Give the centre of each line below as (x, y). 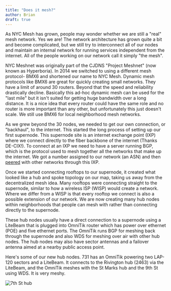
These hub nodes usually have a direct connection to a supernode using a (83, 220)
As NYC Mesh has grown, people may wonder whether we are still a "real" (83, 34)
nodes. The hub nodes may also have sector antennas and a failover (77, 242)
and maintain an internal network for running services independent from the (85, 50)
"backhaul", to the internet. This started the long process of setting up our (83, 130)
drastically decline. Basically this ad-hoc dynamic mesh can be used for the (85, 93)
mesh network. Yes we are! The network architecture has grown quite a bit (84, 39)
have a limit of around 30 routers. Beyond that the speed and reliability (79, 87)
